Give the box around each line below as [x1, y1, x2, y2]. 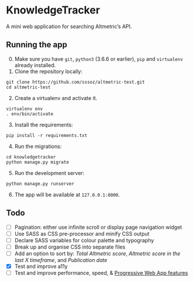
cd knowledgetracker [6, 154, 57, 160]
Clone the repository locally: [14, 68, 83, 75]
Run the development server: [14, 169, 85, 176]
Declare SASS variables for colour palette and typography [14, 236, 154, 243]
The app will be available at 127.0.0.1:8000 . [14, 191, 120, 198]
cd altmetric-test [6, 84, 51, 90]
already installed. [14, 61, 56, 68]
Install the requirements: [14, 121, 73, 128]
